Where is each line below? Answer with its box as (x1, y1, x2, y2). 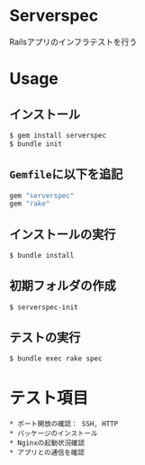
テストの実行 (9, 330, 81, 345)
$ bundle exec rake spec (9, 354, 103, 363)
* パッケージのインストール (9, 429, 98, 438)
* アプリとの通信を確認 (9, 448, 86, 458)
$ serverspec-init (9, 303, 78, 312)
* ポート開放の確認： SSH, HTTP (9, 420, 119, 429)
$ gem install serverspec (9, 131, 106, 140)
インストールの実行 (9, 226, 116, 242)
